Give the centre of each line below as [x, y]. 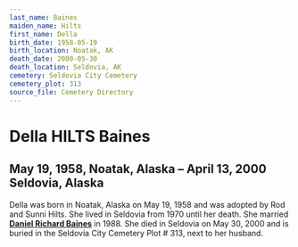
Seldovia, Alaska [57, 183]
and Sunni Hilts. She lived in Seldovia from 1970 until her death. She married [149, 214]
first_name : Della [43, 34]
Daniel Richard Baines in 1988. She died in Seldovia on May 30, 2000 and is [149, 223]
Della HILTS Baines [80, 136]
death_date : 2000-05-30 [54, 59]
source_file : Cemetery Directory [71, 92]
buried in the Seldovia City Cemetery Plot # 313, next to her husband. [137, 233]
